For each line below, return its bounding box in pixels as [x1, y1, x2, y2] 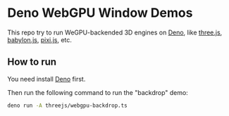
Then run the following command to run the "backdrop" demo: [7, 88, 188, 96]
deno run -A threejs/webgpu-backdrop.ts [7, 102, 128, 109]
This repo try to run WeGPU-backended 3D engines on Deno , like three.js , [7, 28, 223, 37]
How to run [7, 56, 57, 68]
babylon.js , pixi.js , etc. [7, 35, 73, 44]
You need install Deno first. [7, 75, 86, 83]
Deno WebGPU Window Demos [7, 5, 193, 21]
